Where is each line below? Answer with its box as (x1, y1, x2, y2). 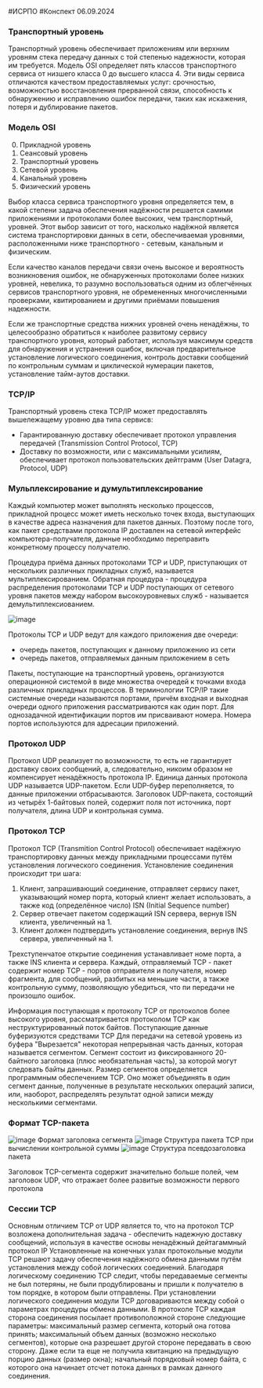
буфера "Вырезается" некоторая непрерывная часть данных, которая (8, 1039, 243, 1049)
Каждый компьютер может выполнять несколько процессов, (8, 501, 214, 510)
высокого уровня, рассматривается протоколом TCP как (8, 1014, 200, 1024)
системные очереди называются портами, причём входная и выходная (8, 694, 249, 703)
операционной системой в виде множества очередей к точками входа (8, 677, 247, 686)
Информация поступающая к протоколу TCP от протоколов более (8, 1006, 230, 1015)
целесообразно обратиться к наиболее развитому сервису (8, 327, 207, 337)
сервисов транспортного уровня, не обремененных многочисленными (8, 287, 247, 297)
